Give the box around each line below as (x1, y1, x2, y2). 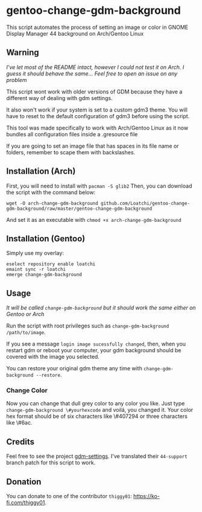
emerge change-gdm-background (6, 272, 83, 278)
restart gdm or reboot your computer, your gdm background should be (6, 347, 181, 354)
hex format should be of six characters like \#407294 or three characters (6, 412, 188, 420)
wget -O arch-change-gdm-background (6, 200, 98, 206)
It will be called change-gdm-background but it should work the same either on (6, 304, 196, 311)
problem (6, 76, 27, 83)
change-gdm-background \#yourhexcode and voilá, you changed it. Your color (6, 406, 194, 414)
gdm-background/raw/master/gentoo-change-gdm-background (6, 206, 153, 212)
